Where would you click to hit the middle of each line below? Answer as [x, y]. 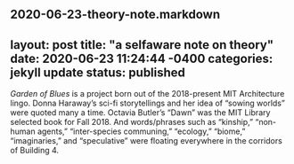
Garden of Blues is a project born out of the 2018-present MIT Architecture [147, 94]
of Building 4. [35, 151]
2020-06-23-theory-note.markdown [115, 15]
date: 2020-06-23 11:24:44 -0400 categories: [142, 58]
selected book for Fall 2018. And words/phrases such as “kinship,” [132, 122]
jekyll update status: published [98, 72]
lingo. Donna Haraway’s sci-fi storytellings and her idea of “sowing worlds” [148, 103]
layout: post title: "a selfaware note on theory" [142, 45]
